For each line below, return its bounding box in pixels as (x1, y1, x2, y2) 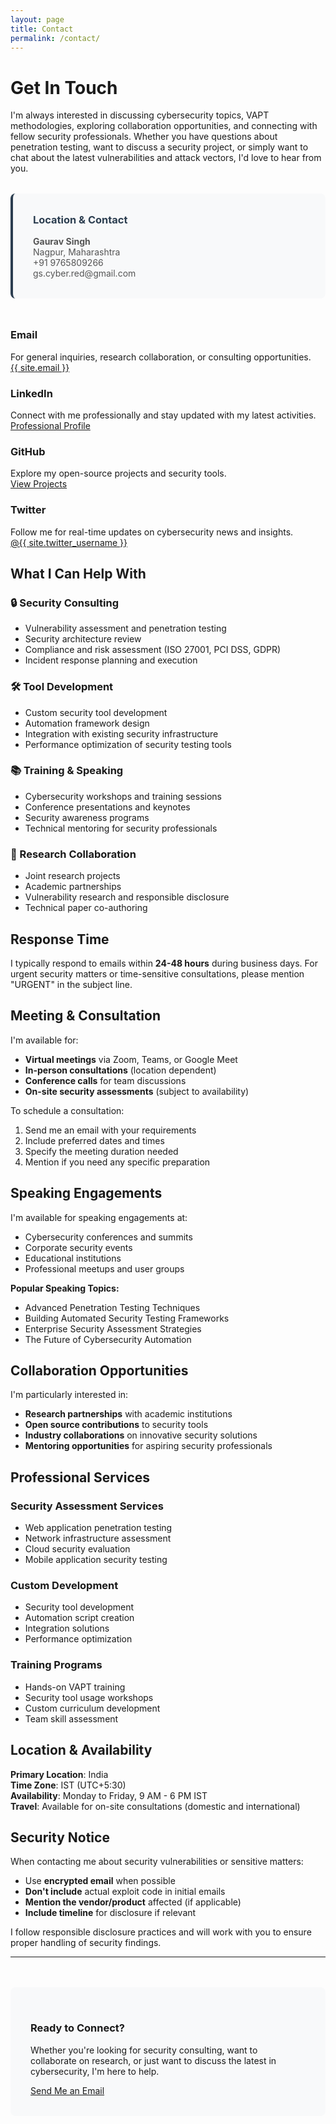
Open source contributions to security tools (24, 1419, 209, 1431)
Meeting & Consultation (10, 1007, 162, 1025)
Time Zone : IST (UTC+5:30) (10, 1779, 127, 1791)
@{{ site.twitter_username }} (10, 536, 128, 548)
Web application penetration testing (24, 1522, 173, 1534)
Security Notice (10, 1829, 110, 1846)
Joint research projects (24, 870, 121, 882)
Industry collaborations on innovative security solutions (24, 1429, 258, 1441)
